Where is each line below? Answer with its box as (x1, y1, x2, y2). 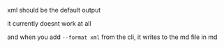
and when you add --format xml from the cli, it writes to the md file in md (7, 33, 218, 41)
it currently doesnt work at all (7, 19, 92, 27)
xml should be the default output (7, 6, 101, 14)
